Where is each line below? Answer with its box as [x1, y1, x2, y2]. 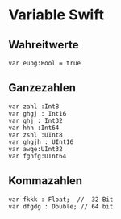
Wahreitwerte [8, 38, 79, 52]
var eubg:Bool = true [8, 59, 81, 67]
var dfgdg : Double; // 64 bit [8, 202, 114, 211]
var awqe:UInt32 [8, 145, 63, 153]
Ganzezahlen [8, 81, 77, 95]
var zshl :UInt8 [8, 131, 63, 139]
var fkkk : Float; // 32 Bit [8, 196, 114, 204]
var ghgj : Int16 [8, 109, 67, 118]
